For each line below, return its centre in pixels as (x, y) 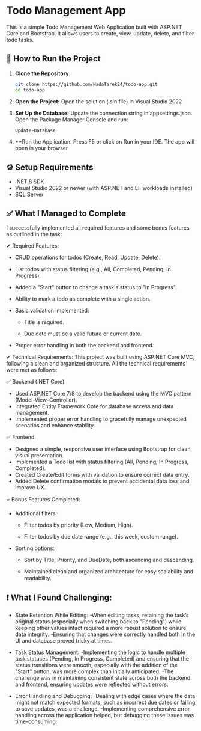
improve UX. (30, 487)
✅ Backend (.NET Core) (35, 381)
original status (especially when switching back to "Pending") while (98, 621)
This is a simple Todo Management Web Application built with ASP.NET (94, 27)
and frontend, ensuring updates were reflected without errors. (91, 684)
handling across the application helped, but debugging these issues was (104, 715)
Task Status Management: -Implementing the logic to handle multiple (100, 652)
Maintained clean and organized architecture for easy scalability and (109, 571)
